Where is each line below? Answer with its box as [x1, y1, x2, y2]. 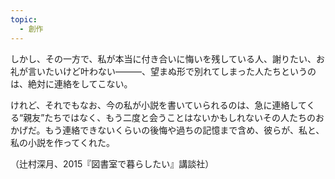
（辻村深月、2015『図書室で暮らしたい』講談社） [10, 157, 215, 170]
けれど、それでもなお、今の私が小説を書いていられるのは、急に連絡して [10, 99, 307, 111]
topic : [10, 14, 38, 25]
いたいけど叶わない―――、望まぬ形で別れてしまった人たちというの [36, 65, 317, 77]
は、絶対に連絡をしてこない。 [10, 77, 133, 90]
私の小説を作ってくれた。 [10, 136, 115, 148]
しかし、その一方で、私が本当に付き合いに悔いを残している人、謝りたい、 [10, 52, 317, 65]
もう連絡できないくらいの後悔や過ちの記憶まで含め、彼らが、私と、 [44, 124, 325, 136]
